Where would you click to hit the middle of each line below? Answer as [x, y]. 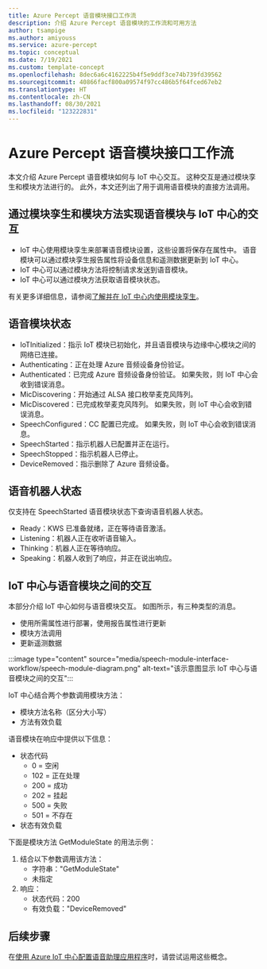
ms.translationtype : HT [48, 89]
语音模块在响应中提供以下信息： [60, 739]
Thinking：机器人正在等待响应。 [72, 548]
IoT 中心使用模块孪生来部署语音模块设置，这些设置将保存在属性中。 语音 [138, 249]
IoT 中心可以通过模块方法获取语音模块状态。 [92, 280]
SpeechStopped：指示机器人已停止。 [81, 454]
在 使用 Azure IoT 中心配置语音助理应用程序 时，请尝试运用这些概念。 [120, 957]
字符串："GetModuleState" [75, 869]
